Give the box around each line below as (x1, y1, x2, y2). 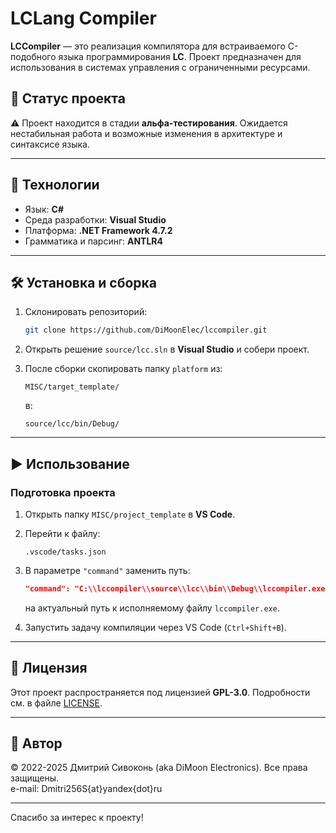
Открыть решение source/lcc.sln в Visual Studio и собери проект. (24, 343, 310, 356)
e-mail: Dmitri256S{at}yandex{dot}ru (10, 783, 163, 795)
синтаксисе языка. (10, 138, 91, 150)
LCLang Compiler (10, 7, 157, 30)
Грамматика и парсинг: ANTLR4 (24, 235, 164, 247)
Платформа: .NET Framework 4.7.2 (24, 224, 173, 236)
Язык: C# (24, 203, 65, 215)
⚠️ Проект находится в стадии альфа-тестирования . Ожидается (10, 117, 288, 129)
